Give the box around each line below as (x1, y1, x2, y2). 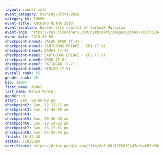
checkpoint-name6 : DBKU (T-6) (5, 57, 67, 62)
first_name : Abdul (5, 84, 42, 89)
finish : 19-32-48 (5, 134, 41, 139)
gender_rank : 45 (5, 75, 38, 80)
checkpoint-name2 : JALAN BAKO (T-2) (5, 39, 80, 44)
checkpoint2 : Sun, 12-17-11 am (5, 103, 69, 108)
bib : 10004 (5, 80, 27, 85)
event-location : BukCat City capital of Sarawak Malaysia (5, 25, 125, 30)
